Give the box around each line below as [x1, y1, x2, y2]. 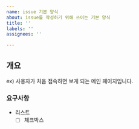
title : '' [6, 20, 31, 26]
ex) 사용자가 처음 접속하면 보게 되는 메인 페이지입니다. [6, 77, 134, 84]
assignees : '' [6, 31, 42, 37]
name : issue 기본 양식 [6, 8, 59, 15]
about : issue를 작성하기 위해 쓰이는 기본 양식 [6, 14, 111, 20]
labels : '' [6, 25, 34, 32]
